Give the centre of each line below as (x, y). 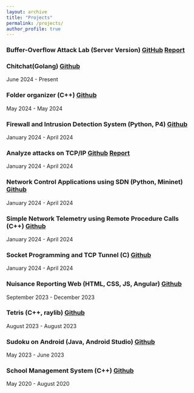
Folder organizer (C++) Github (52, 95)
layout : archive (27, 12)
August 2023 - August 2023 (42, 326)
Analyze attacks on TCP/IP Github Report (68, 153)
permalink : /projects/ (35, 23)
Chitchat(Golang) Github (43, 66)
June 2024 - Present (32, 79)
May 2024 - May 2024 (34, 108)
